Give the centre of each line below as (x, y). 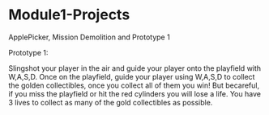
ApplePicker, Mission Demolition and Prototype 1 (89, 37)
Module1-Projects (69, 15)
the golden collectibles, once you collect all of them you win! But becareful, (134, 85)
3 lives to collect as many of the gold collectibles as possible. (111, 102)
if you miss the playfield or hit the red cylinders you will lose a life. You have (135, 93)
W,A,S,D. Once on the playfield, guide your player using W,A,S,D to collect (132, 76)
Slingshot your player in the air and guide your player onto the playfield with (135, 68)
